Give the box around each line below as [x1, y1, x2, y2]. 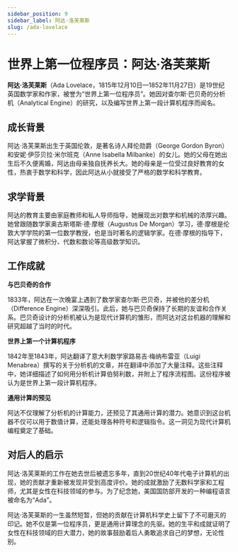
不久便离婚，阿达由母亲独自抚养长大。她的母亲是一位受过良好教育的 [19, 159, 218, 168]
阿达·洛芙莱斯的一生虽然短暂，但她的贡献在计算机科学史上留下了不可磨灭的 [7, 510, 227, 519]
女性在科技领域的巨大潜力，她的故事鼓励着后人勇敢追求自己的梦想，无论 [7, 528, 218, 536]
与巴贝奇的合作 [7, 280, 51, 289]
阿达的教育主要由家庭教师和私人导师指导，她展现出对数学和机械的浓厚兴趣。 [7, 210, 231, 219]
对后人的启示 [7, 449, 64, 461]
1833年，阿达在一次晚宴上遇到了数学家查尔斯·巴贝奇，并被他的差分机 [7, 295, 210, 304]
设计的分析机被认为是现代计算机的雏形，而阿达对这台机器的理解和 [38, 313, 231, 321]
